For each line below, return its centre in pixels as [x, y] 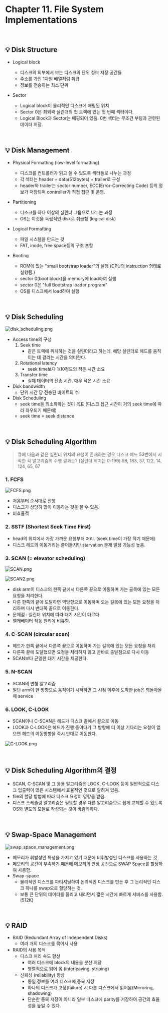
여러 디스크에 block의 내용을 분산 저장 [64, 963]
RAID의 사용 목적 [29, 950]
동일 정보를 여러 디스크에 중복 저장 [61, 981]
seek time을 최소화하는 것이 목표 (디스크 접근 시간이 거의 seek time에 [88, 404]
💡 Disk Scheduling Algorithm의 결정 [61, 771]
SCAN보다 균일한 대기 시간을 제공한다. [50, 659]
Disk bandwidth [29, 386]
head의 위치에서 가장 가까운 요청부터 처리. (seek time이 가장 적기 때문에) [84, 539]
